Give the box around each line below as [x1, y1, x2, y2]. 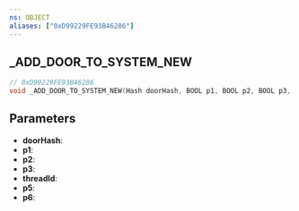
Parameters [9, 111, 76, 126]
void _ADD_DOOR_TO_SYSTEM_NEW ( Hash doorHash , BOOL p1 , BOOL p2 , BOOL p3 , [9, 87, 292, 96]
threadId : [22, 173, 58, 183]
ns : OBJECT [9, 13, 50, 22]
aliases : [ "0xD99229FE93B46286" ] [9, 21, 135, 30]
